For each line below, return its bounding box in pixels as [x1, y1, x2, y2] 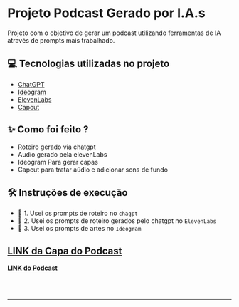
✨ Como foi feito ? [7, 123, 89, 136]
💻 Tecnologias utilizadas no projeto [7, 58, 170, 70]
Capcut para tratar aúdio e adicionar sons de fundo [17, 165, 169, 174]
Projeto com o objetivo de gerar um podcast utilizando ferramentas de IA [7, 28, 221, 37]
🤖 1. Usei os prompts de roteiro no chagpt [17, 209, 139, 218]
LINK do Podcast [7, 264, 58, 272]
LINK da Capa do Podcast [7, 244, 122, 257]
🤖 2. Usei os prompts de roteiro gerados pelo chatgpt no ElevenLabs [17, 217, 217, 225]
